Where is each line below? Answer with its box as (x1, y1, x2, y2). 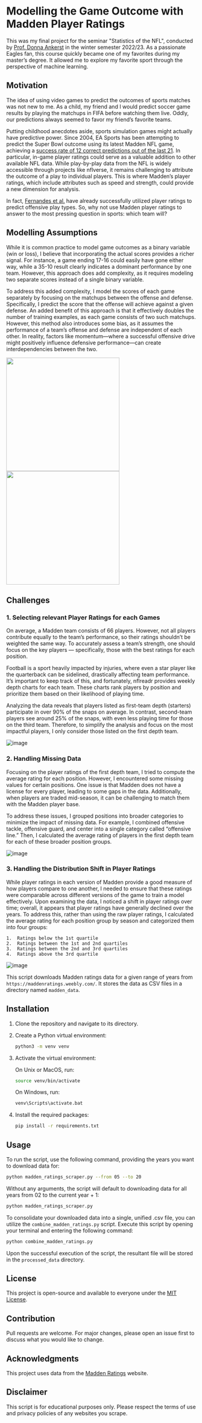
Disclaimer (6, 1387, 48, 1398)
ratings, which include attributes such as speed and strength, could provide (6, 179, 194, 186)
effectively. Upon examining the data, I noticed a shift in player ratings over (6, 898, 192, 905)
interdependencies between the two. (6, 345, 98, 352)
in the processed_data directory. (6, 1256, 85, 1263)
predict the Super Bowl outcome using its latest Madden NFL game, (6, 140, 174, 148)
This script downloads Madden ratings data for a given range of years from (6, 973, 193, 981)
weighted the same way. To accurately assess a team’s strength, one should (6, 640, 195, 647)
